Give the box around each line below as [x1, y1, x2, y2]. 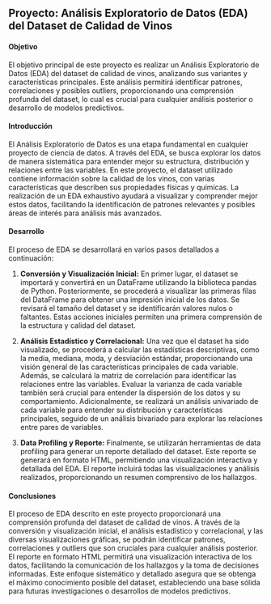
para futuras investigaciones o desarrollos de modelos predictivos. [8, 586, 231, 596]
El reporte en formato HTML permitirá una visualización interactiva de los [8, 552, 252, 562]
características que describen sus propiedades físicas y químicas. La [8, 182, 239, 192]
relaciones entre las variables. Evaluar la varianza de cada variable [19, 380, 243, 389]
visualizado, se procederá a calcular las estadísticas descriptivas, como [19, 345, 260, 355]
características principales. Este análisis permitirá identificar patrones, [8, 77, 243, 87]
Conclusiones [8, 491, 57, 500]
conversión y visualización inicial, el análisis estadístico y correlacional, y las [8, 526, 264, 536]
